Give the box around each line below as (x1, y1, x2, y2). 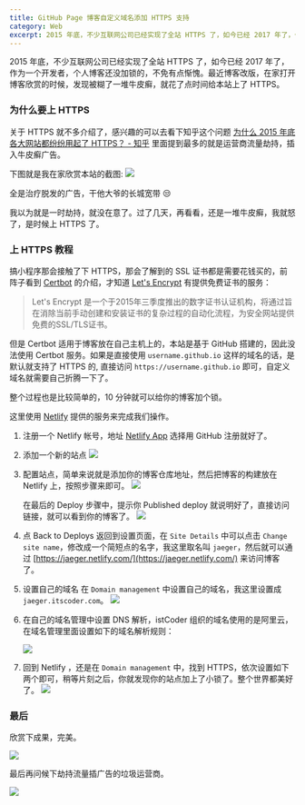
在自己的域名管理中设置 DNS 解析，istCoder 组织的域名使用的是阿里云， (22, 614, 293, 625)
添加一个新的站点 (22, 449, 87, 460)
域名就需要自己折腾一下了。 (9, 372, 113, 383)
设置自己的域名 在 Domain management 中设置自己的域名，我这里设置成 (22, 583, 282, 594)
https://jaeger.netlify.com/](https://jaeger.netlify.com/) (35, 552, 239, 563)
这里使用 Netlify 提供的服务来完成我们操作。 (9, 411, 174, 422)
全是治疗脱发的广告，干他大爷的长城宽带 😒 (9, 187, 172, 198)
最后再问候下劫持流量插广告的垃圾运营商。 (9, 769, 169, 780)
